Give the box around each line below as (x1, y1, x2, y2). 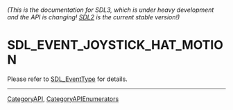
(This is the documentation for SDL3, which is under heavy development (7, 6, 214, 14)
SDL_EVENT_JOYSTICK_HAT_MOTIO (7, 37, 223, 53)
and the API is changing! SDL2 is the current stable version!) (7, 12, 180, 21)
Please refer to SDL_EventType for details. (7, 75, 128, 83)
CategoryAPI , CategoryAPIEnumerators (7, 94, 119, 103)
